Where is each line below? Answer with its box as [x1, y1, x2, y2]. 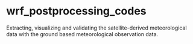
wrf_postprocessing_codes [6, 4, 147, 18]
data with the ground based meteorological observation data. [6, 30, 159, 37]
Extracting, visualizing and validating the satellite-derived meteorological [6, 24, 187, 31]
